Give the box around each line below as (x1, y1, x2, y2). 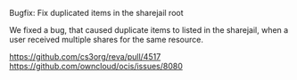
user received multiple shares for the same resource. (9, 35, 203, 44)
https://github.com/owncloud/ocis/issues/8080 (9, 61, 183, 71)
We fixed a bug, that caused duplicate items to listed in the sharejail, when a (9, 25, 289, 35)
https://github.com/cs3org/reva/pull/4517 (9, 52, 161, 61)
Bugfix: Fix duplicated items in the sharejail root (9, 8, 185, 18)
